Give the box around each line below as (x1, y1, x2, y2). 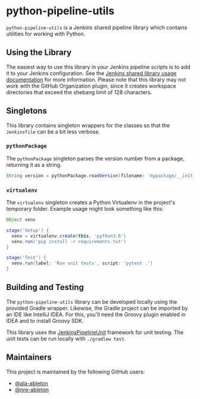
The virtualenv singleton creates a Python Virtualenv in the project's (6, 199, 176, 206)
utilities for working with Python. (6, 30, 86, 37)
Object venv (6, 217, 36, 223)
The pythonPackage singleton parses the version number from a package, (6, 155, 185, 162)
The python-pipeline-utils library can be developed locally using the (6, 298, 177, 305)
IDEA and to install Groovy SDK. (6, 317, 84, 324)
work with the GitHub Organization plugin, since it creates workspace (6, 82, 177, 89)
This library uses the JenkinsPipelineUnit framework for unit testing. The (6, 329, 184, 336)
